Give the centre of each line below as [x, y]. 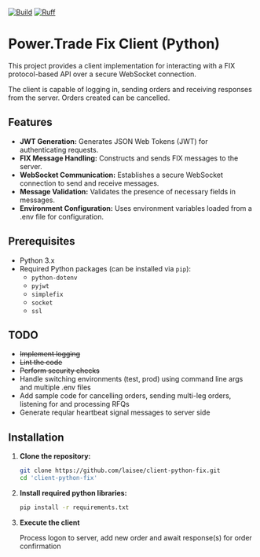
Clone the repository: [55, 456]
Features [30, 122]
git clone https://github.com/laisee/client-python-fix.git [120, 471]
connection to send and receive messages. [89, 183]
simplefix [48, 294]
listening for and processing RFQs [74, 404]
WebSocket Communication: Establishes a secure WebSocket [121, 175]
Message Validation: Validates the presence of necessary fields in [127, 191]
